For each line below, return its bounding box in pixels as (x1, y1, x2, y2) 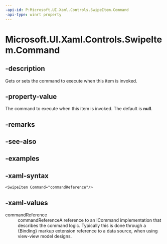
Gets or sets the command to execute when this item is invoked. (5, 77, 137, 84)
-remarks (5, 120, 35, 129)
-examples (5, 154, 40, 163)
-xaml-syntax (5, 172, 49, 180)
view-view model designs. (18, 233, 72, 239)
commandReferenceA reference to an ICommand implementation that (18, 217, 161, 223)
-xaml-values (5, 198, 48, 207)
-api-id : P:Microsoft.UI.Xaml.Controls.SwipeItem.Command (5, 7, 129, 13)
